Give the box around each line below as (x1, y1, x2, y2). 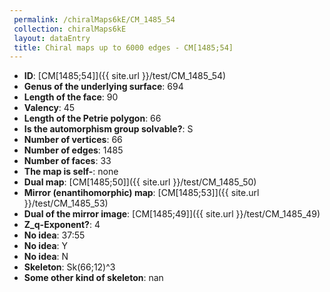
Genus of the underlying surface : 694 (23, 81, 184, 93)
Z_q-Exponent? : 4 (23, 219, 101, 231)
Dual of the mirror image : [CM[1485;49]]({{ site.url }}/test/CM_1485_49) (23, 208, 321, 220)
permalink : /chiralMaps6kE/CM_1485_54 (13, 14, 176, 25)
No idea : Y (23, 240, 69, 252)
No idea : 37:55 (23, 229, 86, 241)
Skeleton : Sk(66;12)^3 (23, 261, 116, 273)
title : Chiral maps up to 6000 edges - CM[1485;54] (13, 42, 234, 53)
